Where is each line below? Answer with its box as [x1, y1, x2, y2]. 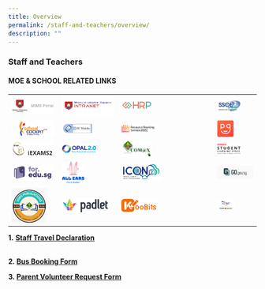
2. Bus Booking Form [8, 257, 78, 266]
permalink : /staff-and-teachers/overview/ [8, 21, 150, 29]
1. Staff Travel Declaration [8, 233, 95, 242]
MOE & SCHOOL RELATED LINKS [8, 76, 117, 85]
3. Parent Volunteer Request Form [8, 272, 122, 282]
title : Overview [8, 13, 62, 21]
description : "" [8, 29, 62, 37]
